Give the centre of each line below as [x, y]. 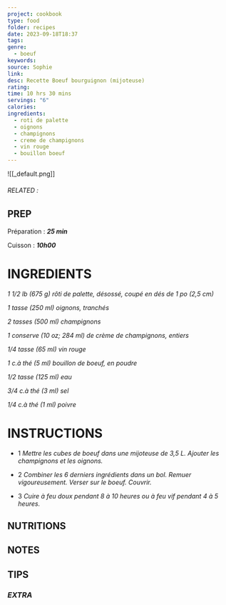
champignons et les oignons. [60, 461]
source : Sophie [30, 67]
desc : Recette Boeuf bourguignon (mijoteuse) [76, 80]
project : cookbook [35, 14]
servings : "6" [29, 101]
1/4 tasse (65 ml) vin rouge [47, 349]
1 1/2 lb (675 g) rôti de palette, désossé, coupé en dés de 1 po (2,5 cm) [111, 294]
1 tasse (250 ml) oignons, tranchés [58, 307]
